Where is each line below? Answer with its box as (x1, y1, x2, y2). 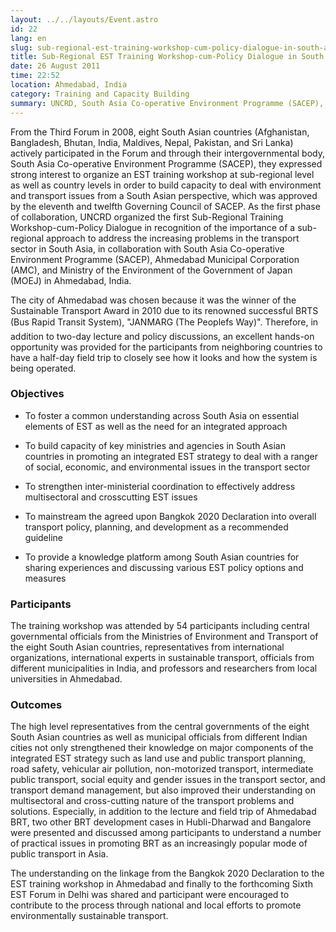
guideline (24, 531, 64, 543)
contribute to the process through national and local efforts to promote (10, 899, 302, 911)
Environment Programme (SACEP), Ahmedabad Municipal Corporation (10, 253, 300, 265)
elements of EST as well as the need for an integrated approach (24, 420, 288, 432)
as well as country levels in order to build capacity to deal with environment (10, 179, 322, 191)
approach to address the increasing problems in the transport (46, 232, 300, 244)
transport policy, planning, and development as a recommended (24, 521, 289, 533)
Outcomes (10, 698, 63, 712)
